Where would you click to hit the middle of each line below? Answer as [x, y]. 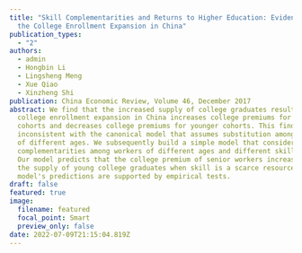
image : [22, 201]
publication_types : [46, 34]
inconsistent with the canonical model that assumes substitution [144, 135]
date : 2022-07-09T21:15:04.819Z [70, 234]
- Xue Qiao [38, 84]
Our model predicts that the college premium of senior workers [140, 159]
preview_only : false [56, 226]
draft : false [34, 185]
